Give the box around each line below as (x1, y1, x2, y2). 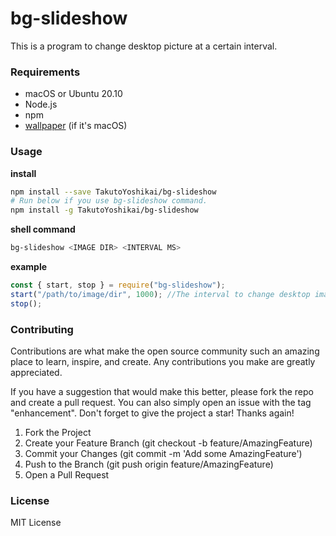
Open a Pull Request (24, 468, 110, 481)
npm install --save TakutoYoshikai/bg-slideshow (10, 187, 217, 197)
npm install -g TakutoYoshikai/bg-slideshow (10, 205, 199, 216)
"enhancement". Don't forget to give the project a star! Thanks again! (10, 407, 295, 419)
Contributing (10, 322, 74, 336)
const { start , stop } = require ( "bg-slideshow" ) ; (10, 280, 226, 291)
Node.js (24, 98, 58, 111)
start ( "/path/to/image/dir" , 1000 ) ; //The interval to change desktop (10, 289, 311, 299)
